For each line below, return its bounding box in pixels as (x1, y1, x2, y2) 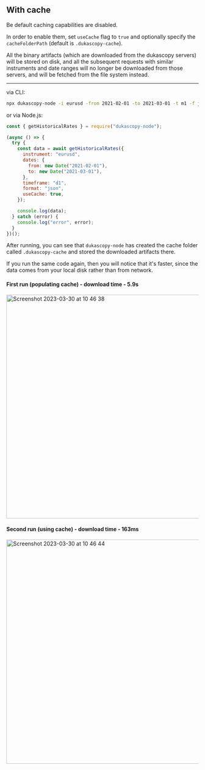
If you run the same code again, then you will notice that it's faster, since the (6, 260, 198, 267)
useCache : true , (22, 191, 64, 198)
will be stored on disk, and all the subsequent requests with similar (6, 58, 174, 65)
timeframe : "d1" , (22, 180, 67, 186)
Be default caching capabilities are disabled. (6, 21, 118, 28)
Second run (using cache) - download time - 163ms (6, 526, 139, 533)
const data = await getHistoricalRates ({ (17, 146, 124, 152)
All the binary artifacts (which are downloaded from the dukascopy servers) (6, 51, 197, 59)
